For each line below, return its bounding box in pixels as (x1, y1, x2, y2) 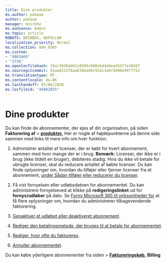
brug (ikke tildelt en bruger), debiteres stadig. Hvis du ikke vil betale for (12, 156, 160, 162)
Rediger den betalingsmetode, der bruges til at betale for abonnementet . (12, 223, 162, 229)
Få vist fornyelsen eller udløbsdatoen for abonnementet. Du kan (12, 182, 144, 188)
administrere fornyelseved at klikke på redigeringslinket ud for (12, 187, 142, 194)
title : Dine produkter (5, 7, 53, 13)
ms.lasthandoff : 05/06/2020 (5, 82, 64, 87)
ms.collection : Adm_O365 (5, 45, 57, 50)
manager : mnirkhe (5, 21, 42, 27)
